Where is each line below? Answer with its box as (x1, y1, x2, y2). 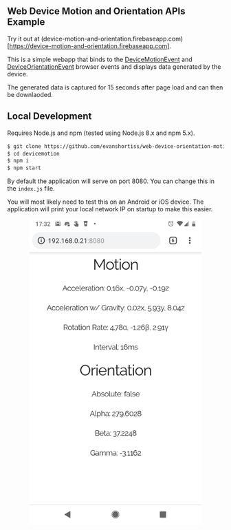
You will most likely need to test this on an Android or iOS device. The (7, 198, 204, 206)
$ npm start (7, 165, 41, 171)
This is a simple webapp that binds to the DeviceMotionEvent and (7, 55, 192, 63)
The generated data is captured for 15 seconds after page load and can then (7, 83, 223, 92)
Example (7, 17, 45, 28)
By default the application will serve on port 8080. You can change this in (7, 177, 215, 185)
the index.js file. (7, 184, 55, 193)
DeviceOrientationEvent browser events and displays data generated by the (7, 62, 221, 71)
